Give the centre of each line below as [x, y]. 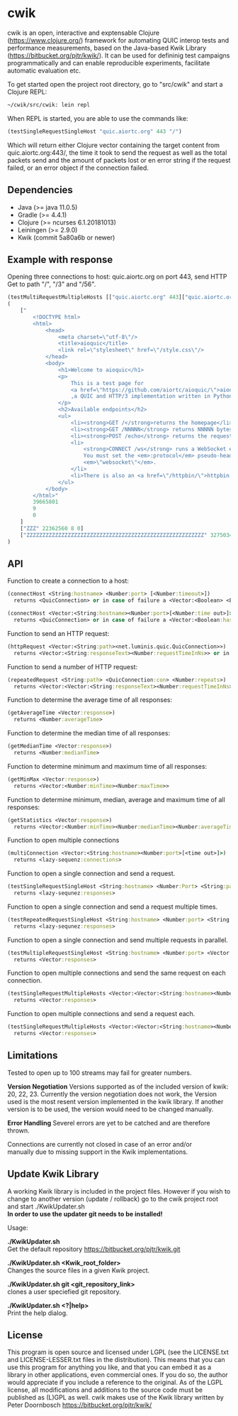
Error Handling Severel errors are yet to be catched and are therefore [109, 1123]
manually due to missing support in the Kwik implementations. [98, 1152]
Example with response [60, 260]
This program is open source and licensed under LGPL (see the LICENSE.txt [118, 1352]
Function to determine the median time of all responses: [89, 733]
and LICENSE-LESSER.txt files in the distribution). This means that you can [116, 1360]
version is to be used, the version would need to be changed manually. [110, 1109]
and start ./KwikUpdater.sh [46, 1206]
